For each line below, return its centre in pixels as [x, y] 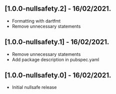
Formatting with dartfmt [36, 21]
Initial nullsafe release [34, 87]
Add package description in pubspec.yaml [55, 59]
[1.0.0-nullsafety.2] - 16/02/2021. [58, 9]
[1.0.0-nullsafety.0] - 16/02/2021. [58, 75]
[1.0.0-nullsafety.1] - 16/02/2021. [57, 42]
